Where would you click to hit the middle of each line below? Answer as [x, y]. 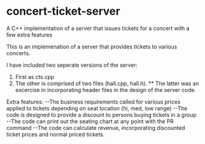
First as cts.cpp [35, 77]
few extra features [29, 34]
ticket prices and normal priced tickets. [56, 134]
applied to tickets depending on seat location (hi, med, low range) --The [97, 108]
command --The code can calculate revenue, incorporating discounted [96, 127]
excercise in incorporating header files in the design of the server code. [106, 89]
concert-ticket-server [63, 11]
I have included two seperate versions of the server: [72, 65]
